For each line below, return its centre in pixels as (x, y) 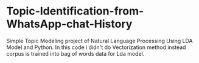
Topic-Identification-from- (75, 11)
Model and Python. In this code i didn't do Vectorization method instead (96, 47)
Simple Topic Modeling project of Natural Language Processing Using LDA (100, 41)
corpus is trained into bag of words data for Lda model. (75, 53)
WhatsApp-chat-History (69, 24)
